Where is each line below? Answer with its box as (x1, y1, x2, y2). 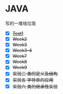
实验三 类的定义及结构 (12, 71, 58, 77)
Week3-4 (12, 47, 32, 53)
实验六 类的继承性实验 (12, 83, 58, 89)
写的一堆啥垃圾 (5, 20, 36, 26)
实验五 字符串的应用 (12, 77, 53, 83)
